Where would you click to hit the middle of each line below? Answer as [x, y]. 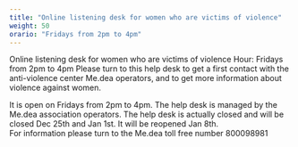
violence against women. [55, 88]
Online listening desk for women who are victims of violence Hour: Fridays [146, 60]
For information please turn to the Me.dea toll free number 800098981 [139, 134]
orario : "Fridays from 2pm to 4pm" [76, 34]
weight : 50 [30, 26]
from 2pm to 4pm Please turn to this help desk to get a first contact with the [149, 69]
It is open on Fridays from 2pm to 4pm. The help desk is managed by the [143, 105]
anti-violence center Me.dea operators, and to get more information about [145, 78]
